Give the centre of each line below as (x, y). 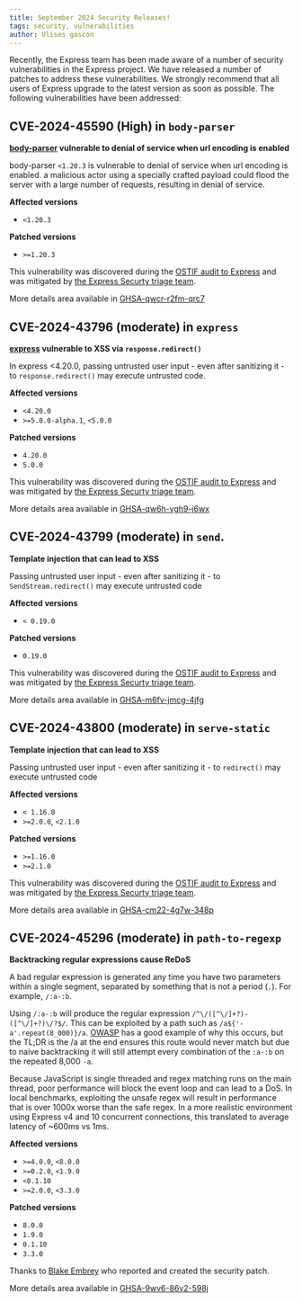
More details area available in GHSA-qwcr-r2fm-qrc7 (107, 299)
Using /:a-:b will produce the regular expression (100, 1013)
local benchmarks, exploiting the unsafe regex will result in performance (143, 1098)
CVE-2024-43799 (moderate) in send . (117, 537)
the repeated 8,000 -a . (51, 1061)
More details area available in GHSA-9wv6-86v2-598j (109, 1289)
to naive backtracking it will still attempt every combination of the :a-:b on (147, 1052)
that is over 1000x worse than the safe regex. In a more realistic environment (151, 1108)
